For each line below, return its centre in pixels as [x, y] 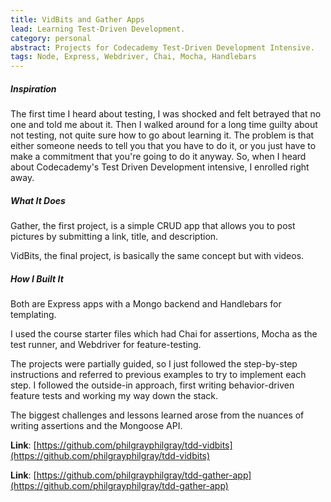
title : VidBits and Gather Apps [77, 19]
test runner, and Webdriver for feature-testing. [106, 345]
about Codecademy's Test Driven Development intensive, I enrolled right [160, 167]
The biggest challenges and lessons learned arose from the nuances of [157, 415]
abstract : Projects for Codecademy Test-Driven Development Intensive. [162, 47]
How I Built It [37, 278]
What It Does [38, 200]
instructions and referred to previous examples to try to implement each [158, 375]
